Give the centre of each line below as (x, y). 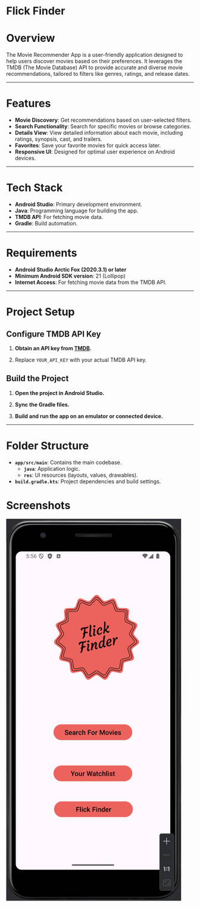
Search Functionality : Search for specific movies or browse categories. (103, 127)
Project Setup (41, 312)
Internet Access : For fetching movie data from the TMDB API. (90, 282)
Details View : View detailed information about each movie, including (99, 133)
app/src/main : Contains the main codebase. (68, 462)
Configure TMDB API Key (54, 334)
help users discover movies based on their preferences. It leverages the (94, 61)
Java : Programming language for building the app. (76, 211)
